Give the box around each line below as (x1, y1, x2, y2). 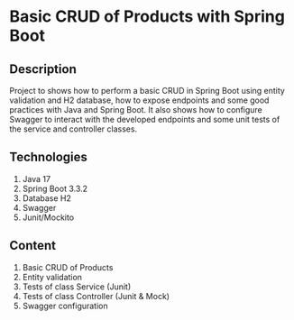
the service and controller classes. (9, 123, 138, 134)
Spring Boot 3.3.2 (22, 183, 88, 194)
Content (9, 238, 57, 253)
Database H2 (22, 192, 72, 204)
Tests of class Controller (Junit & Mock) (22, 290, 170, 301)
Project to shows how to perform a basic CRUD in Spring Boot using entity (9, 86, 286, 96)
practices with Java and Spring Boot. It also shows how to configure (9, 105, 263, 114)
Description (9, 61, 77, 77)
